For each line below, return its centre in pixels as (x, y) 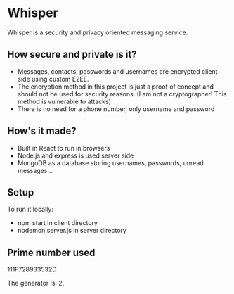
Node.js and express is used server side (76, 155)
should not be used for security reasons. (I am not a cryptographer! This (122, 94)
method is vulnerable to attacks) (64, 101)
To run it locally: (31, 210)
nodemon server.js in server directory (72, 231)
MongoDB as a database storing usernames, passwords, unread (110, 162)
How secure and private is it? (72, 55)
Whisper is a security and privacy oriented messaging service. (98, 32)
